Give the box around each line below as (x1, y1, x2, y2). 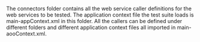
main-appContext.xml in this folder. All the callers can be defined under (6, 18, 183, 24)
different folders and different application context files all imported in (6, 24, 176, 31)
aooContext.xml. (6, 30, 47, 37)
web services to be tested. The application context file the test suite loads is (6, 11, 195, 18)
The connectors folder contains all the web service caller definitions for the (6, 5, 192, 12)
